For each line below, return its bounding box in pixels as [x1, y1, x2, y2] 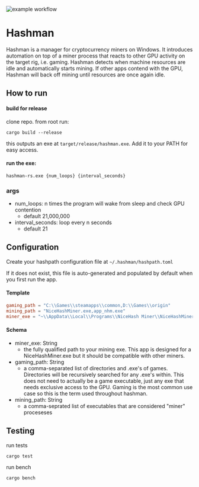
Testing [6, 426, 35, 436]
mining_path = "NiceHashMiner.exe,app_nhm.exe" [6, 308, 126, 314]
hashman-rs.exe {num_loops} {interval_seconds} [6, 172, 126, 179]
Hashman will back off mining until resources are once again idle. [6, 71, 166, 78]
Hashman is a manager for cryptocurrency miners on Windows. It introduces [6, 46, 193, 53]
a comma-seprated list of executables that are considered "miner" [23, 402, 185, 409]
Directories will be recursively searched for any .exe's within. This [23, 371, 184, 378]
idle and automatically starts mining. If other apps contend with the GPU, [6, 65, 183, 72]
